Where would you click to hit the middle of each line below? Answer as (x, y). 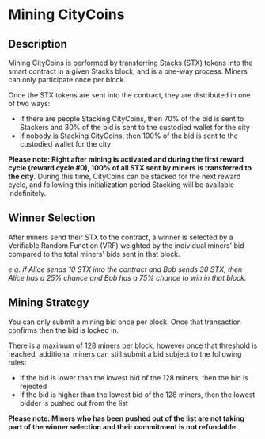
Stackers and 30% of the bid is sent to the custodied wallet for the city (135, 127)
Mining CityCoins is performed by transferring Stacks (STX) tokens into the (131, 63)
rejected (33, 386)
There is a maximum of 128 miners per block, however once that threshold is (133, 345)
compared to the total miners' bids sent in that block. (94, 254)
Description (38, 44)
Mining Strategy (49, 303)
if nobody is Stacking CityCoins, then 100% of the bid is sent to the (129, 136)
